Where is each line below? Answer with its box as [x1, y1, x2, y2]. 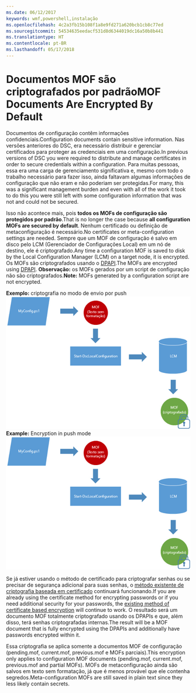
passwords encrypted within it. [6, 631, 81, 638]
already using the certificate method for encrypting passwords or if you [6, 594, 178, 601]
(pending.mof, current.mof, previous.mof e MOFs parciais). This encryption [6, 649, 185, 656]
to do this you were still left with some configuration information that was [6, 191, 182, 199]
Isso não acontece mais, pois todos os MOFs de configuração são [6, 209, 167, 217]
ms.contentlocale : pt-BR [6, 41, 67, 46]
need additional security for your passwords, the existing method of [6, 600, 170, 607]
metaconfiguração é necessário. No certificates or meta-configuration [6, 228, 174, 235]
